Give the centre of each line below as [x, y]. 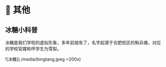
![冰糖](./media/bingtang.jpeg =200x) [43, 59]
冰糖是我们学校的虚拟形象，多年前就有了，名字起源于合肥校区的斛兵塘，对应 [83, 43]
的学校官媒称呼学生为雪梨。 [33, 49]
